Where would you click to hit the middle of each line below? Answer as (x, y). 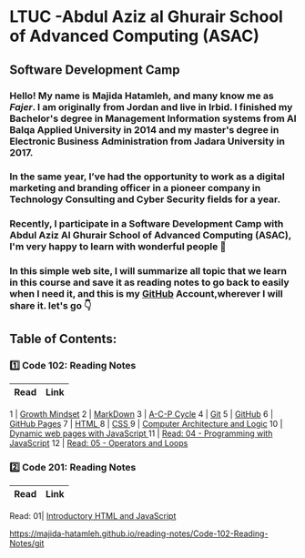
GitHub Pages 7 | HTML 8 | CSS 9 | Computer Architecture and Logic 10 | (146, 423)
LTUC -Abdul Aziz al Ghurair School (147, 17)
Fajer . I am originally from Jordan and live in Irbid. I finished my (151, 107)
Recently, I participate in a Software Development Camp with (147, 224)
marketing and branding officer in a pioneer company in (135, 188)
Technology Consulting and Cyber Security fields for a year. (145, 199)
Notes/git (27, 543)
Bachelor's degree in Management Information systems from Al (153, 118)
